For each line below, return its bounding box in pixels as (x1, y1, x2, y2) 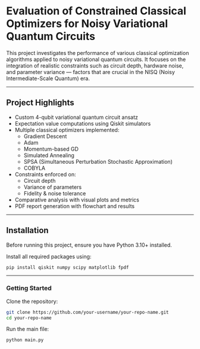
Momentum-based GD (23, 145, 79, 152)
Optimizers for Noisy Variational (6, 17, 168, 30)
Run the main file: (6, 326, 49, 333)
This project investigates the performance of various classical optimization (6, 49, 189, 56)
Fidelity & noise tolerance (23, 189, 86, 197)
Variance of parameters (23, 183, 82, 191)
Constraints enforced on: (14, 170, 76, 177)
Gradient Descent (23, 133, 67, 140)
